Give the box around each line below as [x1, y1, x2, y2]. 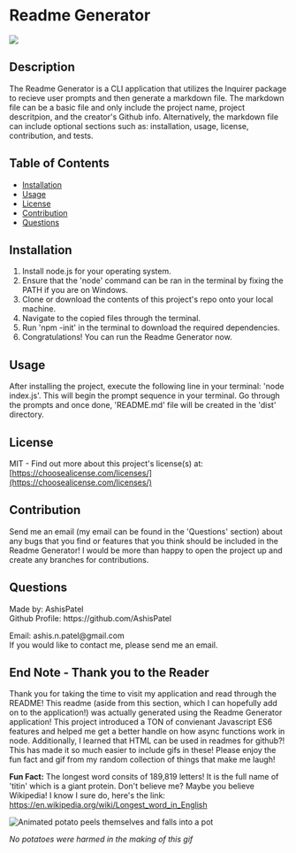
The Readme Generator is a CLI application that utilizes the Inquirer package [9, 83, 287, 94]
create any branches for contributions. [9, 554, 149, 565]
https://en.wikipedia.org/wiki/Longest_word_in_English [9, 800, 208, 811]
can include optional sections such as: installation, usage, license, [9, 120, 249, 131]
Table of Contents [9, 156, 110, 171]
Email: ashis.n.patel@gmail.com [9, 630, 125, 641]
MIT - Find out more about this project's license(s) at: [9, 458, 203, 469]
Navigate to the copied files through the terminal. [21, 313, 201, 324]
